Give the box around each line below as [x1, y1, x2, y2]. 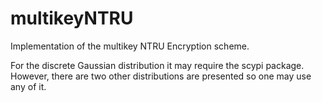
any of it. [10, 80, 47, 92]
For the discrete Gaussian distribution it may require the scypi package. [10, 59, 305, 71]
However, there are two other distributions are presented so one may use [10, 70, 312, 82]
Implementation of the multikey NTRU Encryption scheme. [10, 40, 250, 52]
